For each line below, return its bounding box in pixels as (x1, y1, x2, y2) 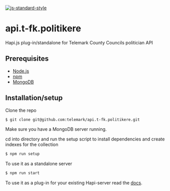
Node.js (12, 68, 30, 74)
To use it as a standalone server (5, 161, 72, 167)
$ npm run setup (5, 151, 40, 157)
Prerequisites (5, 54, 49, 63)
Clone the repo (5, 107, 37, 113)
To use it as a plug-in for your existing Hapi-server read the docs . (5, 180, 143, 186)
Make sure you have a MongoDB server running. (5, 126, 107, 132)
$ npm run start (5, 171, 40, 176)
